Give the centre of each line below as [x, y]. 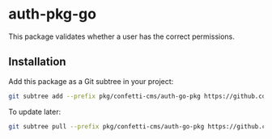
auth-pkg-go [53, 14]
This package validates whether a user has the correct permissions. [121, 36]
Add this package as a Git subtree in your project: [91, 81]
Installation [37, 62]
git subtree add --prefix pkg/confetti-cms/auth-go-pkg [104, 96]
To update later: [35, 112]
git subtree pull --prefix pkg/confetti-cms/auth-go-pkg [106, 126]
